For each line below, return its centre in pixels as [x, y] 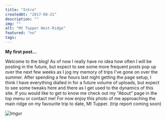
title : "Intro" [21, 10]
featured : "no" [21, 33]
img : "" [13, 24]
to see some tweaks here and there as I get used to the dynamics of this [79, 88]
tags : [11, 38]
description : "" [22, 19]
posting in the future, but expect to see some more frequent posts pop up [81, 66]
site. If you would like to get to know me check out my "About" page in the [81, 93]
